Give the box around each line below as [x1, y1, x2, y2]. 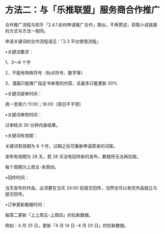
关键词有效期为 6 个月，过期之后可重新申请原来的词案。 [5, 143, 118, 149]
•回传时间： [5, 174, 29, 180]
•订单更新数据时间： [5, 201, 47, 207]
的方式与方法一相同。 [5, 28, 48, 33]
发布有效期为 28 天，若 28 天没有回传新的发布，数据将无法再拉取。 [5, 153, 141, 159]
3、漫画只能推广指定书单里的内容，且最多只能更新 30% [5, 80, 118, 86]
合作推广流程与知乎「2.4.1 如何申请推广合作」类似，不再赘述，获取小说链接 [5, 22, 158, 28]
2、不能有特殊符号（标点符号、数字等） [5, 69, 85, 75]
